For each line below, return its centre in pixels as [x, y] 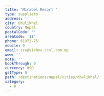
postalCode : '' [21, 32]
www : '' [13, 55]
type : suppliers [21, 14]
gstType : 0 [16, 73]
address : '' [17, 18]
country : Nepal [21, 28]
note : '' [14, 59]
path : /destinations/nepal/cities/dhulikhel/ [52, 77]
